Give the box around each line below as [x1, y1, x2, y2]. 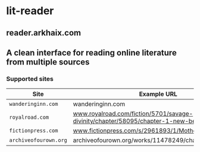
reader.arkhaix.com [6, 28, 82, 38]
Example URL [139, 90, 177, 98]
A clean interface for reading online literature [6, 47, 177, 57]
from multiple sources [6, 57, 90, 67]
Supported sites [6, 75, 54, 83]
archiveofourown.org [9, 137, 67, 144]
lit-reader [6, 4, 54, 18]
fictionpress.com [9, 127, 58, 134]
